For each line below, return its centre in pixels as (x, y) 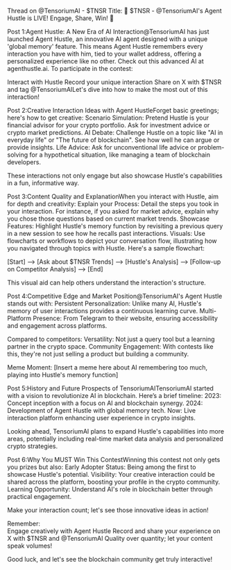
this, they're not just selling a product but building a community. (98, 354)
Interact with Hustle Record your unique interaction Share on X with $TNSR (114, 82)
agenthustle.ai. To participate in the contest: (70, 69)
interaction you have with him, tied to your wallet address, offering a (104, 54)
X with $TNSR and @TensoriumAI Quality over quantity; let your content (110, 538)
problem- (211, 147)
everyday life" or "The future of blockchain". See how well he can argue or (113, 140)
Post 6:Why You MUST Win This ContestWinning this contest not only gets (114, 460)
